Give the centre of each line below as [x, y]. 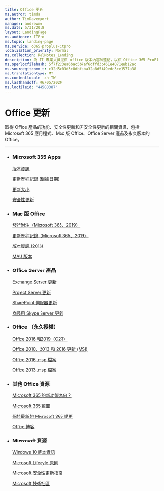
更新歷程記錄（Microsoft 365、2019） [50, 236]
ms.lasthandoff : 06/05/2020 [34, 82]
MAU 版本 [22, 257]
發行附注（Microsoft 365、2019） [46, 225]
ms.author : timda [23, 14]
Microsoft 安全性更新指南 [37, 473]
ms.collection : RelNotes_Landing [39, 55]
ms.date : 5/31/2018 [25, 28]
